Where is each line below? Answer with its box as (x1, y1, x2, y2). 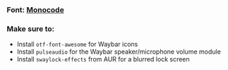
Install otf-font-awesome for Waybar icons (16, 40, 138, 49)
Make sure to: (6, 23, 55, 33)
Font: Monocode (6, 5, 64, 15)
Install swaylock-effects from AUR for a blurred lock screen (16, 55, 190, 64)
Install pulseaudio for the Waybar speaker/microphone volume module (16, 47, 222, 56)
